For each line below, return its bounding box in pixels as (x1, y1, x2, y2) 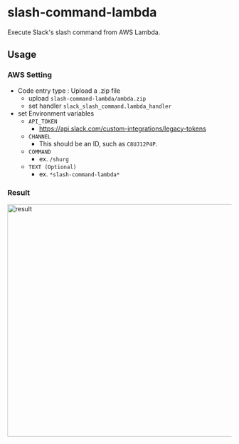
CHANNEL (28, 133, 51, 140)
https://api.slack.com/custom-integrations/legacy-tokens (38, 124, 206, 133)
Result (7, 187, 31, 197)
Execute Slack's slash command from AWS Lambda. (7, 28, 161, 36)
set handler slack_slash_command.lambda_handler (28, 101, 172, 110)
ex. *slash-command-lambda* (38, 169, 120, 178)
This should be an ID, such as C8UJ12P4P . (38, 139, 158, 148)
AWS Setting (7, 70, 52, 80)
